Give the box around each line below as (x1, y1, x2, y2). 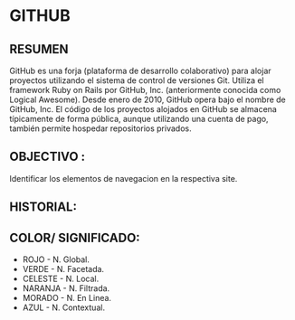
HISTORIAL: (9, 200, 77, 215)
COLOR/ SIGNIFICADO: (9, 230, 140, 245)
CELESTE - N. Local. (22, 273, 100, 285)
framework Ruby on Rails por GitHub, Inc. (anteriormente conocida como (9, 85, 281, 95)
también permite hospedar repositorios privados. (9, 123, 192, 134)
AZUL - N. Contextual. (22, 302, 106, 313)
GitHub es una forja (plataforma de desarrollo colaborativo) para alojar (9, 65, 271, 76)
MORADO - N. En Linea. (22, 293, 111, 304)
